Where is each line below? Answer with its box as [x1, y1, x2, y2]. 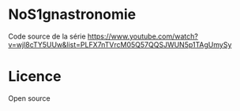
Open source [8, 93, 51, 103]
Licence [8, 68, 62, 86]
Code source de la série [8, 31, 86, 41]
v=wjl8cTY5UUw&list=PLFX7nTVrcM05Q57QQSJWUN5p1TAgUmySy [8, 39, 232, 49]
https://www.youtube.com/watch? [87, 31, 199, 41]
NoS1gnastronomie [8, 6, 137, 24]
